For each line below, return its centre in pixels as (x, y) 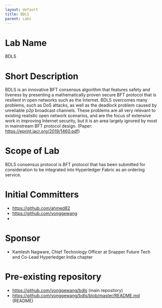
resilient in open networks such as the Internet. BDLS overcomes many (76, 100)
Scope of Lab (32, 151)
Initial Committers (42, 195)
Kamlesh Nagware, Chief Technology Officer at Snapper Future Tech (81, 252)
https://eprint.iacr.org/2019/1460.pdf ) (42, 131)
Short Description (42, 76)
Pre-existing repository (53, 277)
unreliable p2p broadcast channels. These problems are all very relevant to (81, 110)
